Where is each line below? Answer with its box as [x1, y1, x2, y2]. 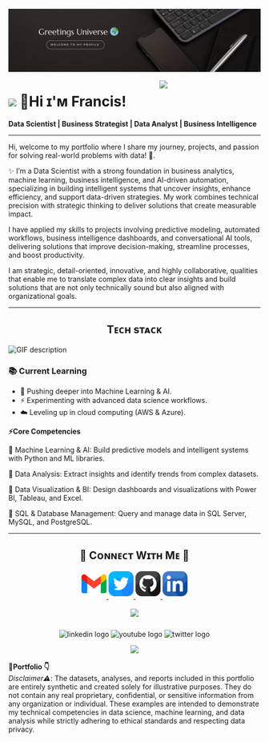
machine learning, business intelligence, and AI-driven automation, [8, 175, 229, 184]
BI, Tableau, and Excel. [8, 494, 84, 503]
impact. [8, 209, 34, 219]
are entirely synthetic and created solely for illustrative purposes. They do [8, 682, 252, 692]
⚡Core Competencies [8, 426, 82, 437]
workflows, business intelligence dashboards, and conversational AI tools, [8, 233, 253, 243]
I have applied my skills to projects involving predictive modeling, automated [8, 224, 260, 234]
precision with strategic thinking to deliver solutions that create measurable [8, 200, 257, 210]
